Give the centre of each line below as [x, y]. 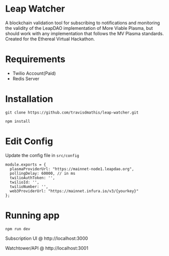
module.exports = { [26, 165]
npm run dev [18, 229]
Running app [32, 215]
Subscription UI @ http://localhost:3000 [47, 238]
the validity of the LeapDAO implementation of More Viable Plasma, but [79, 28]
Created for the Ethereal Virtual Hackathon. [50, 39]
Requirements [35, 59]
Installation [29, 99]
